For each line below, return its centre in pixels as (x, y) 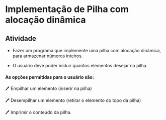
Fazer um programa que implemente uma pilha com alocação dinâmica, (87, 50)
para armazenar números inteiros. (48, 56)
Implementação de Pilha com (67, 9)
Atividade (21, 38)
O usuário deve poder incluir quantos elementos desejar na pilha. (80, 66)
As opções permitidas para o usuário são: (50, 77)
